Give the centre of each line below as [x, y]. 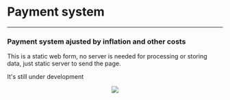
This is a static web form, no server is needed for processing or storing [107, 56]
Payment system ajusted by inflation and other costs [97, 41]
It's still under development [46, 77]
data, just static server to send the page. [64, 64]
